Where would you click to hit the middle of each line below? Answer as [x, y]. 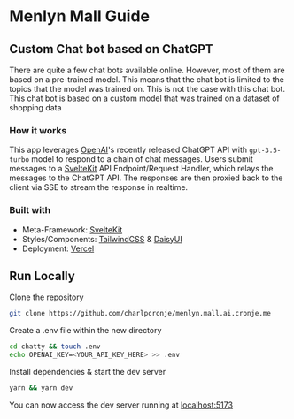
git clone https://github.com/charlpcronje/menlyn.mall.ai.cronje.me [140, 314]
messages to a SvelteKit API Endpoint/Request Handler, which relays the [141, 169]
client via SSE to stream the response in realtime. [99, 187]
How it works [38, 130]
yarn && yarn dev [41, 388]
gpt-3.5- [265, 151]
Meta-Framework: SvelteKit [72, 229]
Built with [30, 210]
